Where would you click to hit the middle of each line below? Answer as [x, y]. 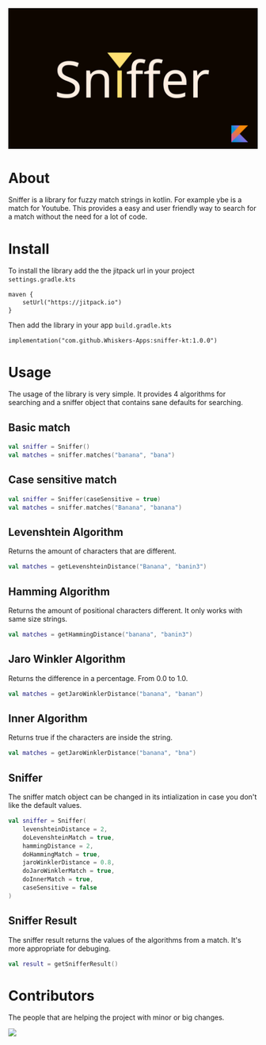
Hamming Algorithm [59, 591]
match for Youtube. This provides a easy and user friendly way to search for [132, 209]
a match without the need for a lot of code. [78, 216]
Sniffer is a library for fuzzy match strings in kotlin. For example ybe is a [125, 200]
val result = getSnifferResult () [63, 964]
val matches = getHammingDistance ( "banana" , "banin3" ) [101, 634]
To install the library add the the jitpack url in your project [102, 271]
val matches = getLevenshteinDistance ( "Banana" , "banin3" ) [108, 567]
